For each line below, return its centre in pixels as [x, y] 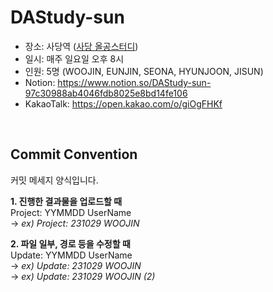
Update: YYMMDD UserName [71, 255]
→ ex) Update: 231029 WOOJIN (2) [83, 276]
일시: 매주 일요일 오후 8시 [74, 58]
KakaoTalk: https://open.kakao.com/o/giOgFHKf [123, 103]
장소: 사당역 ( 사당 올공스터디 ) [81, 46]
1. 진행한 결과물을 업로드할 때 [66, 201]
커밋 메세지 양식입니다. [54, 180]
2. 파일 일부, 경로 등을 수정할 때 [70, 243]
